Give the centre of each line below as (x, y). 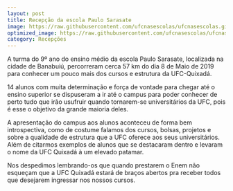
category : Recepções (37, 39)
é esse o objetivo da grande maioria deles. (68, 109)
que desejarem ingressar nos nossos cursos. (71, 180)
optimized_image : (32, 33)
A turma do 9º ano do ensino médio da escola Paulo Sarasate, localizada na (115, 59)
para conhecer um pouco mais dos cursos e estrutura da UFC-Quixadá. (110, 74)
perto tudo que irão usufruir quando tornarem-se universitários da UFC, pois (116, 102)
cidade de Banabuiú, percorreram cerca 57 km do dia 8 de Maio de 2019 (111, 66)
